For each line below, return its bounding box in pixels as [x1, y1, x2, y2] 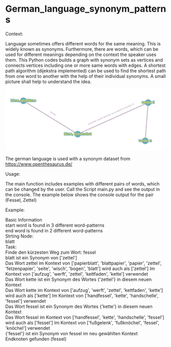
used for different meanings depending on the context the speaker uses [5, 51, 157, 58]
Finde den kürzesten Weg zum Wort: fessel [5, 249, 96, 255]
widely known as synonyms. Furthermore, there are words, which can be [5, 46, 159, 52]
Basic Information [5, 217, 42, 223]
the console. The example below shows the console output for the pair [5, 192, 154, 198]
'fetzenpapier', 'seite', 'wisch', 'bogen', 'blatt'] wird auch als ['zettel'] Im [5, 265, 155, 272]
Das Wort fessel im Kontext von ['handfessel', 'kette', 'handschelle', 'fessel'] [5, 314, 164, 321]
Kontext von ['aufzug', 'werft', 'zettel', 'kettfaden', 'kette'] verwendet [5, 271, 148, 277]
